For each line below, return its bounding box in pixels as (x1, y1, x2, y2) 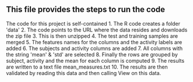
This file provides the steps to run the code (6, 5, 165, 15)
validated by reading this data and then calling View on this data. (6, 69, 162, 76)
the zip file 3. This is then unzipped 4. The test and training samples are (6, 32, 178, 40)
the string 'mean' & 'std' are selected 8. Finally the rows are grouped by (6, 51, 178, 58)
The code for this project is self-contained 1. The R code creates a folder (6, 20, 181, 27)
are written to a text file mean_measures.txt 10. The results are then (6, 63, 168, 70)
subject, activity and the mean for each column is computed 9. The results (6, 57, 185, 64)
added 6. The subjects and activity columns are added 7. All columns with (6, 45, 183, 52)
